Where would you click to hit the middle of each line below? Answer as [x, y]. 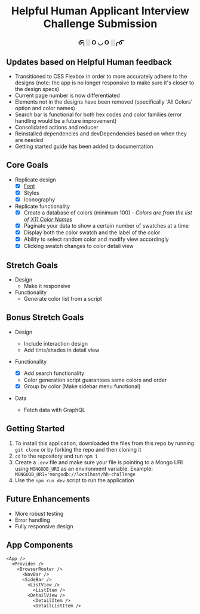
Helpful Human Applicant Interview [100, 11]
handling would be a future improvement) [66, 120]
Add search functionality [54, 373]
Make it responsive [47, 286]
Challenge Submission [100, 24]
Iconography [39, 199]
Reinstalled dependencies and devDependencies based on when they [101, 134]
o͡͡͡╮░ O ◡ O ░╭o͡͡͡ [100, 43]
